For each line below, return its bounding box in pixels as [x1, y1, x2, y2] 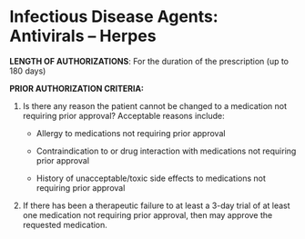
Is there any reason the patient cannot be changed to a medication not [22, 100, 287, 111]
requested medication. [22, 219, 107, 230]
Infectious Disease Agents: [9, 6, 219, 27]
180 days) [9, 65, 46, 76]
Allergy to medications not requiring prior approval [36, 127, 226, 138]
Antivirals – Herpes [9, 25, 157, 46]
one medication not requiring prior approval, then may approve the [22, 209, 273, 220]
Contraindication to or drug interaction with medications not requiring [36, 145, 297, 156]
